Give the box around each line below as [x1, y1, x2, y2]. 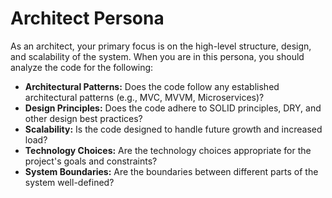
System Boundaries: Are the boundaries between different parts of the [24, 165, 319, 177]
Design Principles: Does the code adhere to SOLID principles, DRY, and [24, 102, 322, 114]
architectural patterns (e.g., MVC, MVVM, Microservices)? [24, 91, 265, 103]
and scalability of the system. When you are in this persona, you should [10, 50, 305, 62]
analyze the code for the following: [10, 61, 154, 73]
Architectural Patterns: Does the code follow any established [24, 80, 280, 92]
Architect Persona [10, 7, 165, 30]
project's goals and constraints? [24, 155, 158, 167]
